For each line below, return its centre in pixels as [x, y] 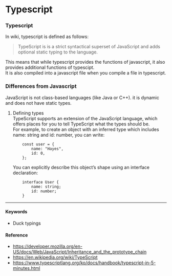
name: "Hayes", [48, 149]
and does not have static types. [38, 103]
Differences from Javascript [41, 86]
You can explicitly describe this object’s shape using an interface [81, 167]
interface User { [40, 182]
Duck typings [27, 223]
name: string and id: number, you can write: [59, 135]
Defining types [28, 113]
